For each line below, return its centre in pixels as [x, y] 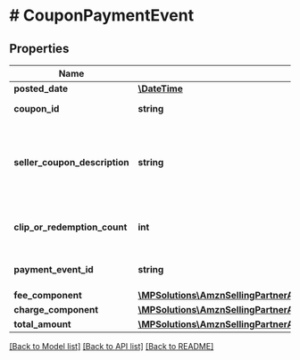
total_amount [42, 324]
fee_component [48, 295]
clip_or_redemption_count [71, 227]
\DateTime [160, 88]
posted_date [41, 88]
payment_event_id [54, 269]
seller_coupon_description [71, 162]
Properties [39, 49]
